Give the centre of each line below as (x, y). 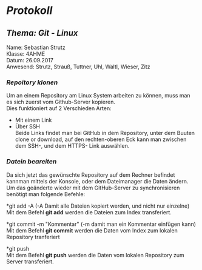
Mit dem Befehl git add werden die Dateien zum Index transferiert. (89, 212)
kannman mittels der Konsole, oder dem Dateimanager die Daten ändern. (97, 181)
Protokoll (29, 11)
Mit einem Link (33, 120)
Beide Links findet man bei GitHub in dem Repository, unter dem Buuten (105, 133)
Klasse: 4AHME (26, 54)
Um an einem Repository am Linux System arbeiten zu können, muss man (98, 96)
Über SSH (28, 127)
